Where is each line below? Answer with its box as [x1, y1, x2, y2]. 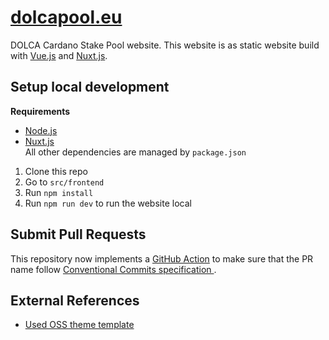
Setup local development [10, 79, 170, 96]
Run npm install [24, 186, 94, 198]
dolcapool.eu [10, 6, 123, 29]
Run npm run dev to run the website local [24, 197, 192, 209]
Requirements [10, 105, 71, 117]
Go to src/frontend [24, 176, 105, 188]
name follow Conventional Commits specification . [10, 263, 217, 275]
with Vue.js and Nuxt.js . [10, 49, 108, 61]
